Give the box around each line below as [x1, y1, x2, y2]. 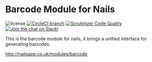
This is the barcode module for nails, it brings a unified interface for [5, 36, 147, 42]
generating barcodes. [5, 41, 51, 47]
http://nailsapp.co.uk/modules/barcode [5, 51, 88, 57]
